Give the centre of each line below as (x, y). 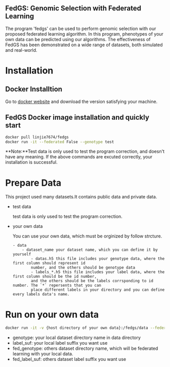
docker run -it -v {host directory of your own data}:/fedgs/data (77, 328)
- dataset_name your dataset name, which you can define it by (90, 250)
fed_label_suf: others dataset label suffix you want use (69, 359)
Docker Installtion (34, 89)
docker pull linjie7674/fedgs (37, 137)
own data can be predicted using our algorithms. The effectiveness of (78, 39)
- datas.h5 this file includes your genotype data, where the (98, 259)
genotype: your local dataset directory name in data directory (76, 338)
